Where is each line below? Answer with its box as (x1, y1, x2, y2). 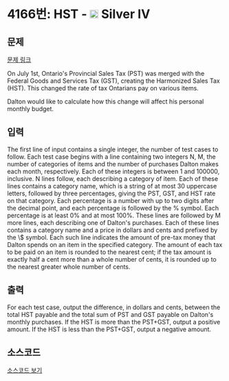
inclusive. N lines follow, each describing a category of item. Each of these (7, 174, 219, 183)
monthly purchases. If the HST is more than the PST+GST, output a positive (7, 317, 221, 326)
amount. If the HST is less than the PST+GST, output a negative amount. (7, 325, 212, 333)
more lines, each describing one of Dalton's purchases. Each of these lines (7, 218, 219, 226)
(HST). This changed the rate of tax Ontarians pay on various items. (7, 84, 199, 92)
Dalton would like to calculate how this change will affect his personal (7, 97, 204, 106)
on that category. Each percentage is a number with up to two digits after (7, 196, 215, 204)
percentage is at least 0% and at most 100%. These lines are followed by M (7, 211, 221, 219)
